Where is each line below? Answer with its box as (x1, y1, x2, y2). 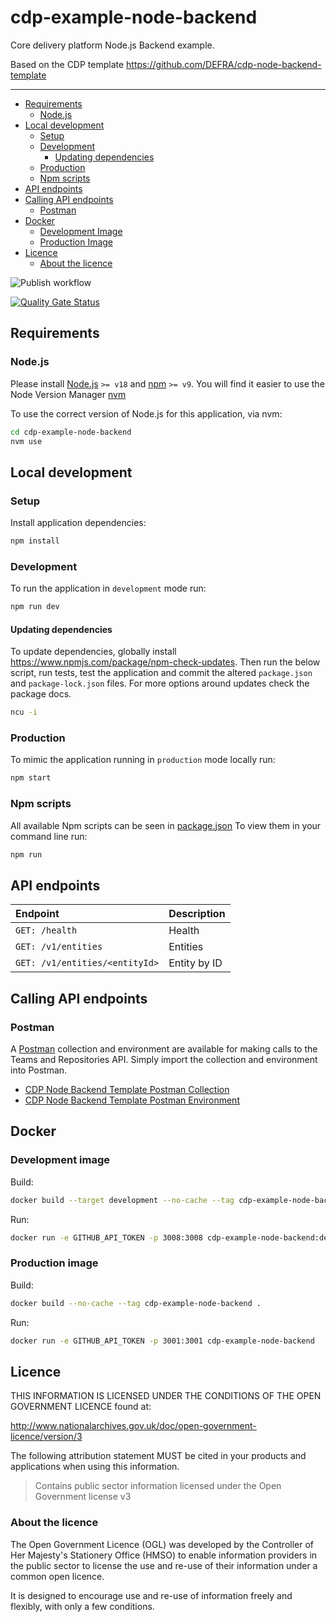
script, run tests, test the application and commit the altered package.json (10, 667, 313, 679)
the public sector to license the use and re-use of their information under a (10, 1559, 318, 1571)
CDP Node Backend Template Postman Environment (24, 1094, 240, 1106)
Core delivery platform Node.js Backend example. (10, 39, 215, 51)
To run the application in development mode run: (10, 582, 207, 595)
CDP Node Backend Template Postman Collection (24, 1084, 230, 1096)
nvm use (10, 436, 43, 446)
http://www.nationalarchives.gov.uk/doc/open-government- (10, 1420, 257, 1432)
